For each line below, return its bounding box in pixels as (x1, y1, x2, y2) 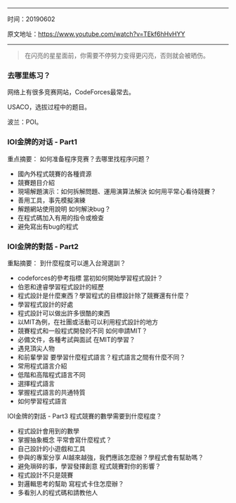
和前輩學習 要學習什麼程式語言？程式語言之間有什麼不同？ (17, 352, 186, 361)
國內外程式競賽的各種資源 (17, 170, 92, 178)
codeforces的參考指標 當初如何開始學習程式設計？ (17, 274, 164, 282)
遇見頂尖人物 (17, 344, 55, 352)
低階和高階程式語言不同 (17, 370, 86, 378)
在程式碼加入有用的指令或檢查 (17, 213, 104, 222)
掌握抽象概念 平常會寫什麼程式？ (17, 435, 112, 444)
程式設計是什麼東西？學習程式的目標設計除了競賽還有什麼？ (17, 291, 190, 300)
